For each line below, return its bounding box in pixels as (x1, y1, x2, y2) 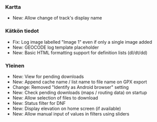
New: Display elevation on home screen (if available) (12, 105, 121, 111)
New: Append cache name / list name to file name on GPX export (12, 79, 147, 85)
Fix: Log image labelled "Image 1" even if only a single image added (12, 39, 152, 45)
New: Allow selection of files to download (12, 94, 98, 101)
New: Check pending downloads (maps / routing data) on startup (12, 89, 147, 95)
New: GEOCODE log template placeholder (12, 44, 99, 50)
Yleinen (5, 62, 25, 69)
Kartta (5, 4, 21, 11)
